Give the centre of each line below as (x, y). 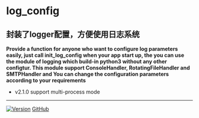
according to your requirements (46, 80)
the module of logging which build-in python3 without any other (87, 61)
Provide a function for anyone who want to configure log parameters (92, 49)
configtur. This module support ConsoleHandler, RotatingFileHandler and (98, 68)
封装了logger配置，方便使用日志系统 (73, 34)
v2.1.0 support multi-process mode (57, 92)
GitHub (40, 109)
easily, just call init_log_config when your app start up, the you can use (95, 55)
